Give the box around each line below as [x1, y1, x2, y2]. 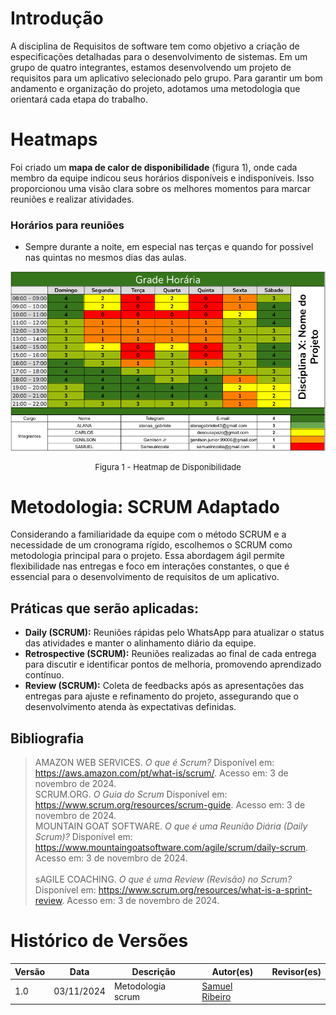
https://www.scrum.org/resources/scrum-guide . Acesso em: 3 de [34, 799, 306, 811]
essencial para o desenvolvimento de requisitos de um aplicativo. [10, 571, 280, 583]
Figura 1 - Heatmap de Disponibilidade [94, 461, 242, 472]
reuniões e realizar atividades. [10, 193, 135, 205]
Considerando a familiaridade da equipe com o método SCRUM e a [10, 528, 287, 541]
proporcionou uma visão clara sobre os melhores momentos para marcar [10, 182, 311, 194]
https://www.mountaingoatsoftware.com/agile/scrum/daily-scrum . [34, 842, 308, 854]
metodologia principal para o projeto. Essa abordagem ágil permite [10, 550, 285, 562]
